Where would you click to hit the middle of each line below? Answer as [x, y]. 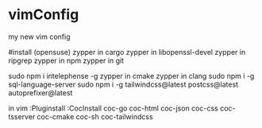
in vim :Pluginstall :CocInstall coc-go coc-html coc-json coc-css [113, 108]
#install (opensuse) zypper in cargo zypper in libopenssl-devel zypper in [127, 52]
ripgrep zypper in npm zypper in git [66, 60]
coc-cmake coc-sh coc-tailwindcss [95, 116]
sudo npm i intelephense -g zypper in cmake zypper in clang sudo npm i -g [131, 76]
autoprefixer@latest [40, 92]
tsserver [22, 116]
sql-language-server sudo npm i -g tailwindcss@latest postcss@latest [123, 84]
